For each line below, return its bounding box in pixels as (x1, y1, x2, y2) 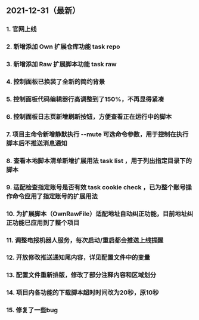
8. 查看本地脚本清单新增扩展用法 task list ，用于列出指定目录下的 (6, 156, 192, 165)
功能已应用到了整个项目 (12, 219, 80, 227)
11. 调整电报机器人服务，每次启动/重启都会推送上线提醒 (6, 236, 164, 244)
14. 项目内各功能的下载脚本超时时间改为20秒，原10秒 (6, 288, 159, 297)
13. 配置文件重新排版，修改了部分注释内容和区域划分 (6, 271, 157, 279)
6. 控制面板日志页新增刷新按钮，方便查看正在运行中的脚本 (6, 112, 172, 121)
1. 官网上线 (6, 25, 37, 33)
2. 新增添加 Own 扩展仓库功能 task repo (6, 42, 120, 51)
